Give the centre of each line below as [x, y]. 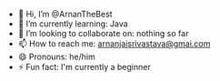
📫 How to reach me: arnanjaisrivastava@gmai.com [114, 44]
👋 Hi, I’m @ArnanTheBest [65, 14]
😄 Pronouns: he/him [56, 56]
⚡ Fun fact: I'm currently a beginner [85, 67]
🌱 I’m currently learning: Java [73, 24]
